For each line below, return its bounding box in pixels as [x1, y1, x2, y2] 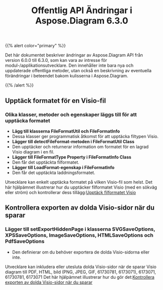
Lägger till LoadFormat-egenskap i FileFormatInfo [12, 164, 115, 170]
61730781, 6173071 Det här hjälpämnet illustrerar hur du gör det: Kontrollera [5, 274, 155, 280]
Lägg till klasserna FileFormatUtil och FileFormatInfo [12, 128, 120, 134]
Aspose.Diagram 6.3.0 [35, 15, 128, 26]
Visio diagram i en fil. [12, 149, 54, 155]
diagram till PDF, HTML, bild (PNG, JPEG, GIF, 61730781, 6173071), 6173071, [5, 269, 156, 275]
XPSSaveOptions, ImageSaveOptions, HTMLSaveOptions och [5, 232, 154, 239]
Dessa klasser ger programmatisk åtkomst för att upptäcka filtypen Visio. [12, 133, 159, 139]
